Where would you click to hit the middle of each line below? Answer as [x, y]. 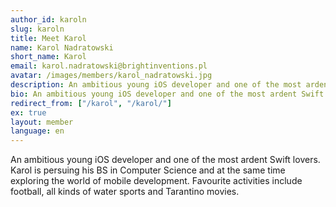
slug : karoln [37, 29]
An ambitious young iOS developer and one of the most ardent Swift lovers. [165, 160]
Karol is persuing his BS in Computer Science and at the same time [148, 170]
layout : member [42, 122]
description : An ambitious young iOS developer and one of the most [156, 85]
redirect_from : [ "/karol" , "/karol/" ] [91, 103]
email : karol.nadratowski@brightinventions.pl [109, 66]
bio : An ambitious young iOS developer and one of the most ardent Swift [167, 94]
